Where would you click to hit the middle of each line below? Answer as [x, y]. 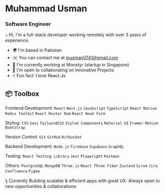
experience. [17, 41]
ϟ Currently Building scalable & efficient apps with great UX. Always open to [82, 181]
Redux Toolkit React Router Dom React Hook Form [55, 114]
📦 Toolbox [22, 94]
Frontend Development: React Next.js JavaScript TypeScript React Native [81, 108]
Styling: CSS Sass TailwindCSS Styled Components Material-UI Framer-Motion [82, 123]
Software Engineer [28, 24]
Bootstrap [15, 128]
